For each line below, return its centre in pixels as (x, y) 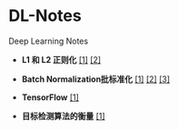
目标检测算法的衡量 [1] (63, 115)
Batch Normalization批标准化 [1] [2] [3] (95, 79)
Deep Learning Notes (48, 41)
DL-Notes (45, 16)
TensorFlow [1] (50, 97)
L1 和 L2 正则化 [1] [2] (61, 59)
